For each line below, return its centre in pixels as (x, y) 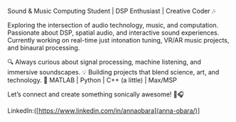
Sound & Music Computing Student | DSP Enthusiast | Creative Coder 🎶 (112, 11)
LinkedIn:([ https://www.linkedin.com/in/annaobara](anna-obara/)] (104, 111)
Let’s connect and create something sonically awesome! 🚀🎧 (96, 94)
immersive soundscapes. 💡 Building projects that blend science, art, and (113, 72)
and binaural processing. (44, 48)
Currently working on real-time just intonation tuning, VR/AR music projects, (118, 40)
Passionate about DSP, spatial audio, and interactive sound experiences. (113, 33)
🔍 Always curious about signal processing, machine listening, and (104, 62)
